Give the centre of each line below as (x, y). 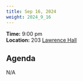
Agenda (21, 58)
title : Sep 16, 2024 (31, 11)
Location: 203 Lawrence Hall (41, 40)
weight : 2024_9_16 (29, 17)
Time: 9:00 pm (24, 33)
